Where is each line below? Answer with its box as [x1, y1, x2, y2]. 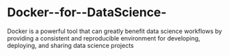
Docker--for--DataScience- [7, 5, 167, 20]
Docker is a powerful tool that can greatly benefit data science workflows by [7, 27, 222, 35]
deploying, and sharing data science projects [7, 41, 135, 49]
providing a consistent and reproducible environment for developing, [7, 34, 200, 42]
